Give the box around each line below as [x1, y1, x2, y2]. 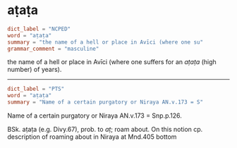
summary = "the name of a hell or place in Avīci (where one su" [7, 38, 203, 46]
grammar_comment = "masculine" [7, 45, 99, 52]
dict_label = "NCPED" [7, 25, 71, 32]
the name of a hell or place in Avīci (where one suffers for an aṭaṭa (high [7, 58, 217, 66]
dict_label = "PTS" [7, 85, 65, 93]
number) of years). [7, 66, 62, 74]
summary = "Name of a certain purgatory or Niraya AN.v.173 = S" [7, 99, 203, 106]
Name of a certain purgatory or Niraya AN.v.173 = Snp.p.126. [7, 111, 182, 120]
